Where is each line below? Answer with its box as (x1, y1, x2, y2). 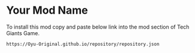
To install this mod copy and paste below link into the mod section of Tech (6, 23, 190, 30)
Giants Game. (6, 29, 40, 36)
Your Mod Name (6, 4, 88, 17)
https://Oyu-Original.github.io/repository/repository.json (6, 41, 160, 47)
